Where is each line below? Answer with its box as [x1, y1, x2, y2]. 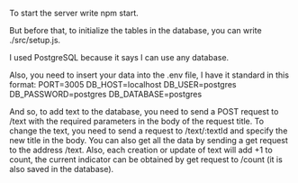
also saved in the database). [9, 164, 114, 174]
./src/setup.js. [9, 35, 61, 45]
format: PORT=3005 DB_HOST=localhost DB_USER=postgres [9, 79, 237, 89]
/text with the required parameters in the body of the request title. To [9, 116, 264, 126]
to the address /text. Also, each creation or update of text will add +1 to [9, 144, 273, 155]
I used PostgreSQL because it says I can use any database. [9, 52, 230, 62]
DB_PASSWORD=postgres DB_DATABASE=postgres [9, 89, 203, 99]
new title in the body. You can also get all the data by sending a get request [9, 135, 288, 145]
